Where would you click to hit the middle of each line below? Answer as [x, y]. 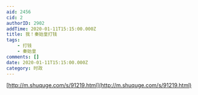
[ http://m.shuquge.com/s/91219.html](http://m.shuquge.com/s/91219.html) [99, 85]
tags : [13, 40]
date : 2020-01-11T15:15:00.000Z [47, 62]
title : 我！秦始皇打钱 [32, 34]
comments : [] [23, 57]
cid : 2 [15, 18]
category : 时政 [25, 68]
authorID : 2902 [26, 23]
